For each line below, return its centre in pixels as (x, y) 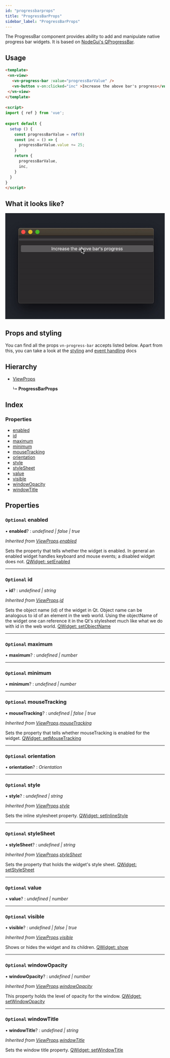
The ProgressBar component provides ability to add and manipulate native (83, 37)
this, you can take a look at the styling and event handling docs (71, 351)
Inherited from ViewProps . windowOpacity (49, 986)
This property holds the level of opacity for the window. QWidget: (73, 996)
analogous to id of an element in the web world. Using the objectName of (81, 615)
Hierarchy (21, 367)
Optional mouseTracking (36, 702)
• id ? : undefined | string (31, 590)
